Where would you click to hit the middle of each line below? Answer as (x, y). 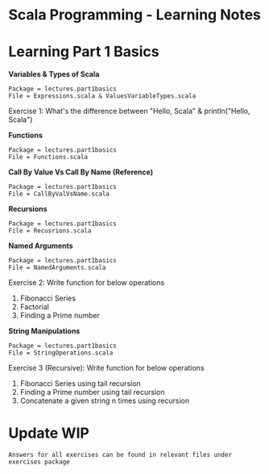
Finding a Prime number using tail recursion (92, 392)
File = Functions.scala (48, 157)
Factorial (35, 307)
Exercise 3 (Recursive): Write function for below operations (106, 368)
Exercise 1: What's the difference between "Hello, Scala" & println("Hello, (130, 111)
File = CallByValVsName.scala (59, 194)
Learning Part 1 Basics (84, 52)
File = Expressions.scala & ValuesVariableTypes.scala (102, 96)
